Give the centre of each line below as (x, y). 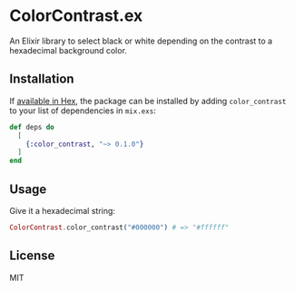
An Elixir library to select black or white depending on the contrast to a (141, 41)
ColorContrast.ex (76, 16)
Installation (42, 79)
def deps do (32, 127)
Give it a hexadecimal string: (63, 210)
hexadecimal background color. (68, 50)
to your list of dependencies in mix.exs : (83, 111)
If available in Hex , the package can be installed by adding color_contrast (148, 101)
